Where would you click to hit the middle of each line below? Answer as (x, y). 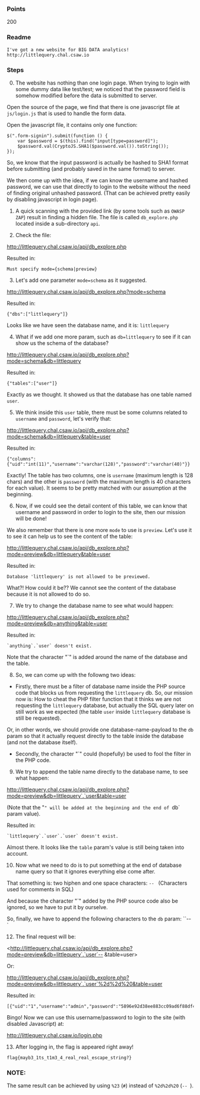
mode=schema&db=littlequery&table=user (59, 436)
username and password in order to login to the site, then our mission (100, 512)
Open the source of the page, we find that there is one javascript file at (93, 107)
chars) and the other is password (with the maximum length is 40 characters (99, 481)
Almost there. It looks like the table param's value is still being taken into (96, 847)
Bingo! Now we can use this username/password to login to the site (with (96, 1017)
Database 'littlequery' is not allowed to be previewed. (79, 577)
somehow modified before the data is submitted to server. (86, 95)
